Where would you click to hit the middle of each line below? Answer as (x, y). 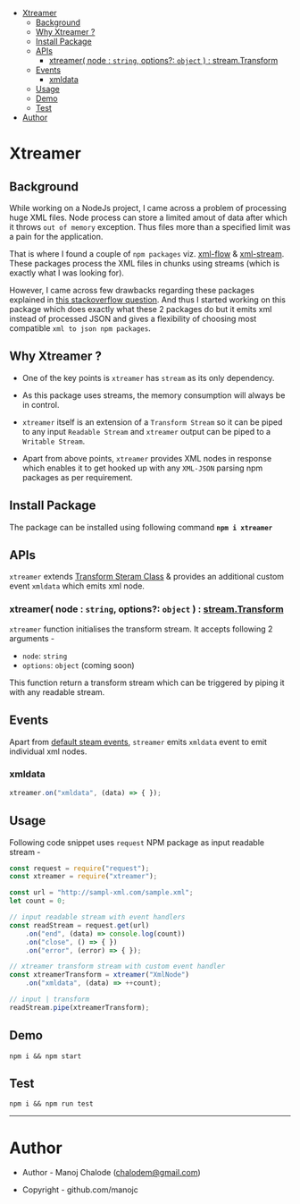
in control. (41, 404)
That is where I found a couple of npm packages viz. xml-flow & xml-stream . (147, 254)
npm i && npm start (46, 1056)
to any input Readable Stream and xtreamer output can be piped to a (146, 431)
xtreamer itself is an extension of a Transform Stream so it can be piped (152, 422)
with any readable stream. (57, 691)
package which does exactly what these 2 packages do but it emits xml (141, 309)
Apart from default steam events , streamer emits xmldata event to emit (138, 742)
